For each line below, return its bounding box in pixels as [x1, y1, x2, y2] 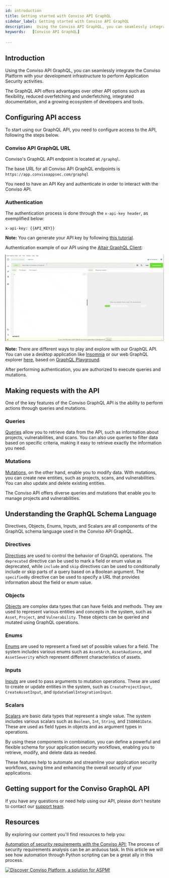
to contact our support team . [5, 803, 65, 809]
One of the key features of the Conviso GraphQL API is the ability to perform [5, 400, 163, 406]
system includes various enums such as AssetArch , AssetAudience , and [5, 649, 152, 655]
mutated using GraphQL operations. [5, 619, 79, 625]
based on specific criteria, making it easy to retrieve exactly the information [5, 440, 162, 446]
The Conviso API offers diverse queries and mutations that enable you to [5, 489, 156, 496]
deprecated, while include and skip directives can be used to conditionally [5, 563, 160, 569]
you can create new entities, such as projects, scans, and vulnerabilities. [5, 474, 156, 481]
